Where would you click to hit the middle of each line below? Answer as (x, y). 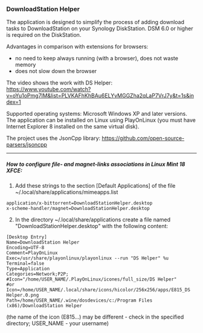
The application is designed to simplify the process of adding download (95, 22)
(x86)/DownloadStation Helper (44, 306)
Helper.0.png (23, 295)
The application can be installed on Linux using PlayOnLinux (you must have (101, 120)
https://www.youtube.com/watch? (49, 89)
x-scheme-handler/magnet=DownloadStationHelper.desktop (78, 209)
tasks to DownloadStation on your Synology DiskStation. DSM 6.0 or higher (100, 28)
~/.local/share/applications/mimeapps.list (66, 192)
